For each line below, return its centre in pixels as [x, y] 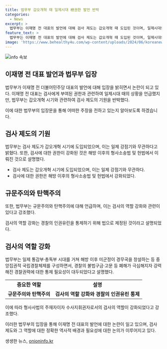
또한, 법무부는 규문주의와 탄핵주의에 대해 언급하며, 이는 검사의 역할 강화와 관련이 [83, 206]
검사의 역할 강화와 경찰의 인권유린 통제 [97, 294]
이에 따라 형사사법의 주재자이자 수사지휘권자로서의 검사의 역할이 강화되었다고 [80, 307]
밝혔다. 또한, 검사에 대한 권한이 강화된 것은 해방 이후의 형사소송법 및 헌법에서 [79, 153]
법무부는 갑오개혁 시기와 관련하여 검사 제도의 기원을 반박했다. [71, 100]
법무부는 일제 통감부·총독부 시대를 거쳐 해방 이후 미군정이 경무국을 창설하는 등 [80, 259]
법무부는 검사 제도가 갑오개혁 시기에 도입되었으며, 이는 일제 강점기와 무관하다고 [82, 147]
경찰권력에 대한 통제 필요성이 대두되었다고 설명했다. [64, 272]
